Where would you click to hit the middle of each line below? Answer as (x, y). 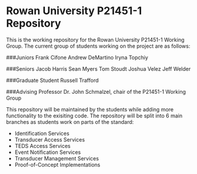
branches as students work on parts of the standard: (70, 122)
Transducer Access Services (50, 139)
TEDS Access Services (42, 146)
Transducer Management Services (57, 158)
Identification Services (42, 133)
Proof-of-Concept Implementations (57, 165)
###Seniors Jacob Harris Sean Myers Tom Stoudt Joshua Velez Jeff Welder (98, 68)
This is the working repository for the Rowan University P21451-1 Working (95, 40)
